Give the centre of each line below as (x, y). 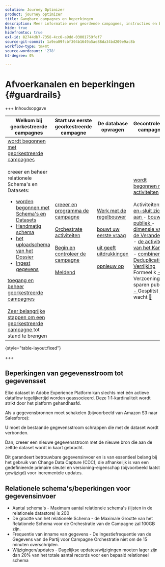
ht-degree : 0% (20, 55)
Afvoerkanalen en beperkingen (70, 84)
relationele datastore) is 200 (41, 513)
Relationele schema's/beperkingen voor (68, 488)
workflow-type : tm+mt (27, 46)
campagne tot (24, 330)
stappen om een (26, 318)
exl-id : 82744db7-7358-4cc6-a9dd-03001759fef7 (54, 37)
